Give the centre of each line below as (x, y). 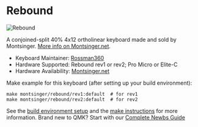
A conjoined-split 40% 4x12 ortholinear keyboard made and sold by (92, 39)
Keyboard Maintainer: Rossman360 (60, 58)
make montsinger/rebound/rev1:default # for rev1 (72, 94)
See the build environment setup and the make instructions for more (92, 110)
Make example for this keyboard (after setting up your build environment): (99, 83)
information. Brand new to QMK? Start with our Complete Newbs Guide (96, 117)
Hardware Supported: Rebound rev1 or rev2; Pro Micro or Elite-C (96, 64)
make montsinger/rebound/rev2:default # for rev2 (72, 99)
